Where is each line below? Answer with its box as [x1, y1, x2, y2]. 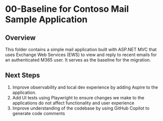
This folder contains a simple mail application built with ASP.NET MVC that [5, 47, 157, 52]
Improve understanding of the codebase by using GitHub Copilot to [12, 105, 150, 111]
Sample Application [5, 14, 88, 25]
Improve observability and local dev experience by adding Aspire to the [12, 84, 159, 90]
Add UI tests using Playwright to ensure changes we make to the [12, 94, 145, 100]
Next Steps [5, 71, 40, 80]
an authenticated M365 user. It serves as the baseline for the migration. [5, 57, 151, 62]
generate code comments [12, 110, 65, 116]
